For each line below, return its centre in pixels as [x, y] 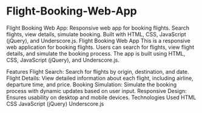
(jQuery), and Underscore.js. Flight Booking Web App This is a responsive [99, 40]
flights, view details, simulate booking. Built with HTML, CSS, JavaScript [96, 34]
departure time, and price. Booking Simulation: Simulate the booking [92, 84]
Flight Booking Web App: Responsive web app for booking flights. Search [98, 28]
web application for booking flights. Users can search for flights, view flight [100, 47]
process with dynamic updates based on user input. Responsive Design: [96, 91]
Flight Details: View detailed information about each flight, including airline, [100, 78]
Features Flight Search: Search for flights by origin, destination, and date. [98, 71]
